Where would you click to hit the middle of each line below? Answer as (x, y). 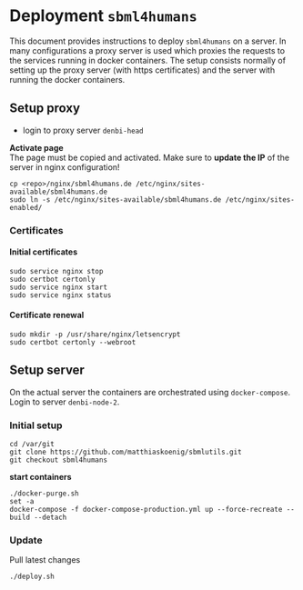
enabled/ (26, 207)
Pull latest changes (45, 560)
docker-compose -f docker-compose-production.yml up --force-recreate (146, 510)
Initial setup (36, 425)
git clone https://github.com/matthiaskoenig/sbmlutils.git (126, 452)
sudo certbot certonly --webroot (73, 343)
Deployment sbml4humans (103, 16)
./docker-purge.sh (44, 494)
